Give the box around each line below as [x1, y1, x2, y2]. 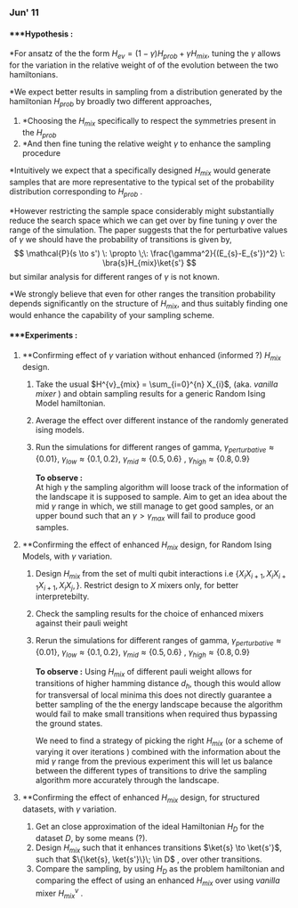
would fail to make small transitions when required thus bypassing [35, 708, 278, 719]
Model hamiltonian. [35, 397, 106, 408]
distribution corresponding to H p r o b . [9, 186, 143, 199]
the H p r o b [21, 127, 57, 140]
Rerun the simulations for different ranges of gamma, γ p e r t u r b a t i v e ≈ [35, 635, 282, 648]
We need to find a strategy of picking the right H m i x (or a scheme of [35, 735, 284, 748]
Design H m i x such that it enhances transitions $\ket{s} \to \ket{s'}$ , [35, 842, 282, 855]
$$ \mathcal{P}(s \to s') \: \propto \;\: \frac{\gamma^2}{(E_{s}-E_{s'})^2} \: [13, 248, 286, 258]
